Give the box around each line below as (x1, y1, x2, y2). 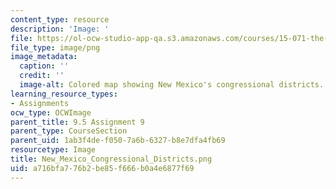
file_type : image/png (10, 42, 101, 53)
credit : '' (19, 71, 65, 81)
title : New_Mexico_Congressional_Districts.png (10, 154, 213, 164)
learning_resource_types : (10, 89, 118, 99)
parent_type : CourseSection (10, 126, 128, 136)
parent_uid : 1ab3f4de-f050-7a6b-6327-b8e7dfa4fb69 (10, 136, 226, 146)
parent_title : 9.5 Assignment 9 (10, 117, 145, 127)
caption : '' (19, 61, 70, 71)
